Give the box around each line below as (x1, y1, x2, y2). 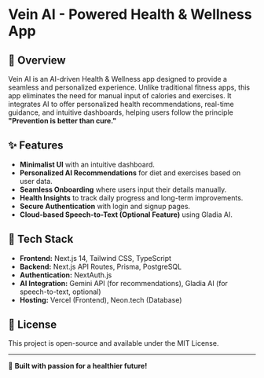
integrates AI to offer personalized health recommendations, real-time (8, 100, 234, 108)
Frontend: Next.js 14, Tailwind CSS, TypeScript (19, 253, 171, 262)
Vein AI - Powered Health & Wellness (8, 6, 253, 24)
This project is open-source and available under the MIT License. (8, 339, 219, 348)
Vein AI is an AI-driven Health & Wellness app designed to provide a (8, 75, 228, 83)
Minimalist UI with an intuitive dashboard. (19, 160, 156, 169)
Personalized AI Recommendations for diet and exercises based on (19, 167, 241, 178)
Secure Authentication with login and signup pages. (19, 201, 191, 211)
